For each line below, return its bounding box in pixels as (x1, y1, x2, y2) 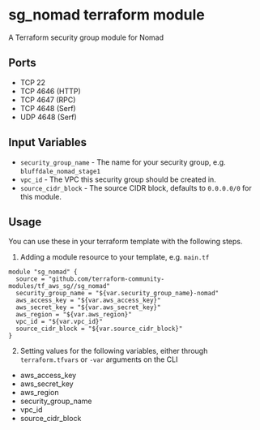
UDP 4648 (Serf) (19, 112, 77, 122)
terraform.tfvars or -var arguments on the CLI (19, 355, 178, 364)
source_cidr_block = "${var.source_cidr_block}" (15, 325, 183, 333)
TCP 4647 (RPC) (19, 95, 76, 105)
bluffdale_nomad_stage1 (19, 167, 101, 175)
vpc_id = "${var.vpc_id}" (15, 318, 104, 326)
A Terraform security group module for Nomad (8, 32, 164, 42)
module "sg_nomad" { (8, 268, 79, 277)
